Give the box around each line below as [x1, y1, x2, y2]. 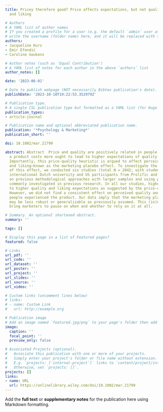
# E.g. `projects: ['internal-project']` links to [5, 360, 114, 365]
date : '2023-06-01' [5, 79, 45, 84]
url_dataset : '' [5, 262, 38, 267]
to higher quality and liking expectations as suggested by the [9, 186, 142, 191]
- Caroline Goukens [5, 52, 45, 57]
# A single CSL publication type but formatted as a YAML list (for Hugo [5, 105, 158, 110]
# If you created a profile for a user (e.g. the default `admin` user [5, 30, 153, 35]
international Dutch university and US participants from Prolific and [9, 172, 158, 178]
